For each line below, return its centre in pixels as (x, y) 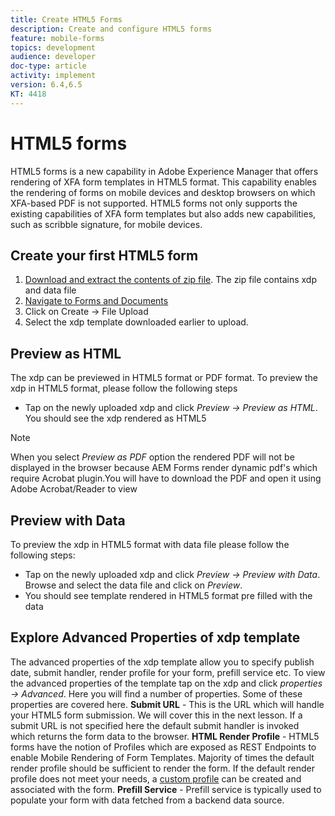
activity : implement (53, 76)
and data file (50, 290)
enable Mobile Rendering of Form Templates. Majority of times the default (162, 757)
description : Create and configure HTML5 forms (111, 29)
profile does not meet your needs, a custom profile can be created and (156, 778)
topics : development (53, 47)
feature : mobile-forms (57, 38)
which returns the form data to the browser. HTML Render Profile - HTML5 (165, 736)
